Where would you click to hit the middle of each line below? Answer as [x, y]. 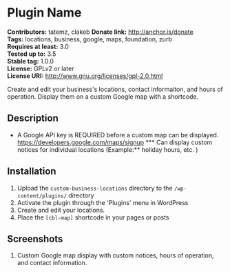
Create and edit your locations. [61, 210]
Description [33, 118]
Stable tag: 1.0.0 [30, 61]
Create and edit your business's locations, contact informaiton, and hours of [115, 89]
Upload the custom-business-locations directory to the [95, 188]
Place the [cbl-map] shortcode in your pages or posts [93, 217]
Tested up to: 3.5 [32, 54]
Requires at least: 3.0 [38, 46]
